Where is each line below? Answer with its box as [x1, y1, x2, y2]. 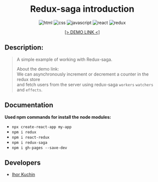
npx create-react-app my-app [11, 124, 72, 130]
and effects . [16, 87, 43, 93]
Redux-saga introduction [30, 3, 135, 15]
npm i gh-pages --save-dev [11, 145, 67, 150]
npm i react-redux [11, 135, 50, 140]
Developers [4, 158, 41, 167]
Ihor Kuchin [11, 172, 35, 178]
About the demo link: [16, 66, 60, 72]
